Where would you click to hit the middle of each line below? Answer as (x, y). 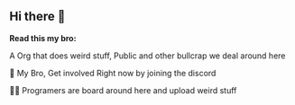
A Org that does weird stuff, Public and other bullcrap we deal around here (147, 56)
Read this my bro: (43, 38)
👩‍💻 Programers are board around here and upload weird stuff (123, 90)
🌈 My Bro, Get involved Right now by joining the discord (113, 73)
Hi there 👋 (37, 17)
